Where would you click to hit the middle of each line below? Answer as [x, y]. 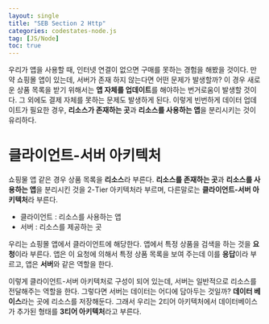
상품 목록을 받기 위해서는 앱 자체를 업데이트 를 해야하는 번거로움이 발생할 [129, 90]
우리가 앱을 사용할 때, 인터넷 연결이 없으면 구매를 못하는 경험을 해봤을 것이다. [128, 70]
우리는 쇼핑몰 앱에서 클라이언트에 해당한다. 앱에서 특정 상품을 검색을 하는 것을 [130, 244]
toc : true [25, 46]
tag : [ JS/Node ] [34, 38]
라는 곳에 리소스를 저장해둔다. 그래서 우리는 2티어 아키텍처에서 [119, 301]
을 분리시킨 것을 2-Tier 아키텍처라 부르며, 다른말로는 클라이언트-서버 [143, 189]
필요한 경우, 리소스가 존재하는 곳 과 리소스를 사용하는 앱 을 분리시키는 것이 [143, 110]
